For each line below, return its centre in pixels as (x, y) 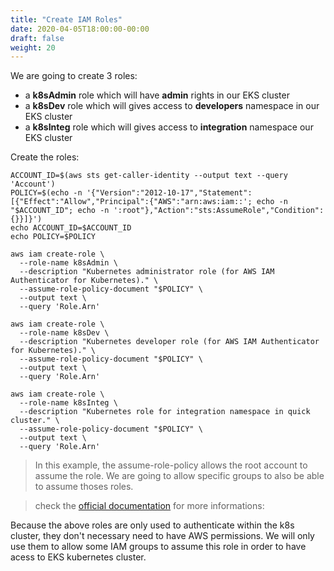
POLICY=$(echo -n (46, 193)
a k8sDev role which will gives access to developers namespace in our (172, 106)
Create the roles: (45, 157)
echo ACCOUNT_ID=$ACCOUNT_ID (71, 228)
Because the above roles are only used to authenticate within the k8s (152, 525)
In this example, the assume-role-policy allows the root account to (171, 465)
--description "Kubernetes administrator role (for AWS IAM (147, 272)
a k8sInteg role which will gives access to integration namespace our (169, 127)
